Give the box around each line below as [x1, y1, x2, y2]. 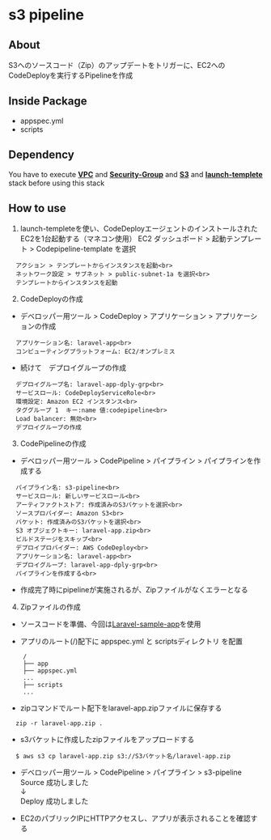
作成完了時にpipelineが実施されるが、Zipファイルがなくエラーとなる [19, 585, 248, 595]
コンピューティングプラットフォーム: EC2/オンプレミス [15, 348, 176, 356]
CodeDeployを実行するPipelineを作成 [8, 70, 133, 80]
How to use [8, 202, 66, 215]
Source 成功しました [19, 778, 89, 787]
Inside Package [8, 95, 87, 108]
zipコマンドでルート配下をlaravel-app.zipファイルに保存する [19, 703, 222, 713]
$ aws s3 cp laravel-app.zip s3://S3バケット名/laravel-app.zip [15, 753, 231, 761]
